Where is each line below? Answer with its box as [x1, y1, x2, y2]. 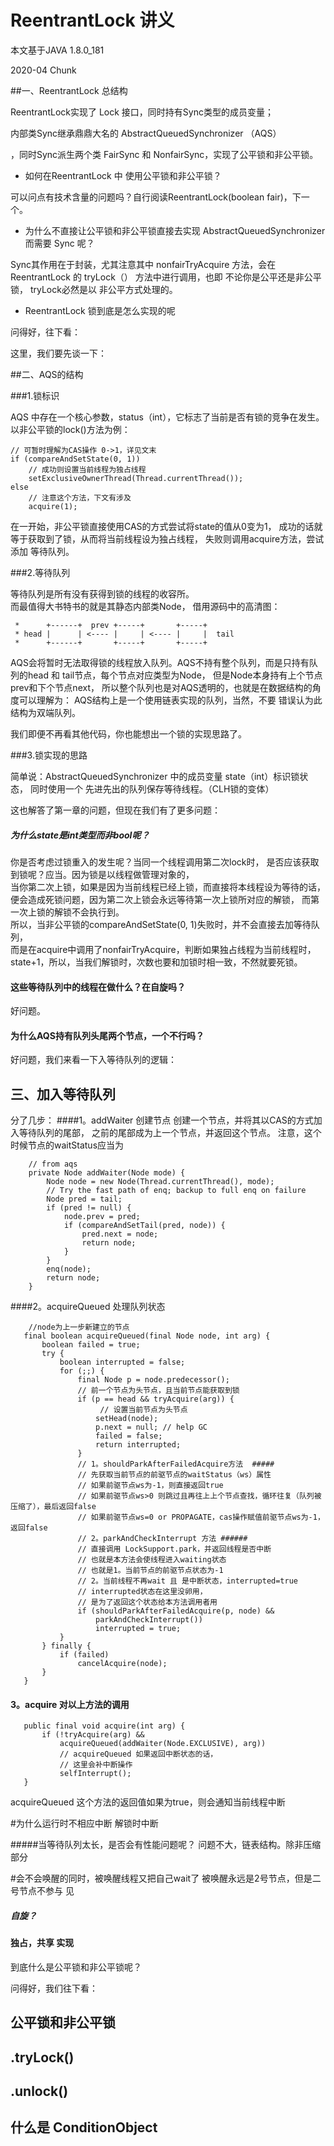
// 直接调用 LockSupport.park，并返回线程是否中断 [77, 1544, 272, 1555]
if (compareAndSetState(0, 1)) [10, 454, 141, 464]
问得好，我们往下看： [10, 1982, 98, 1994]
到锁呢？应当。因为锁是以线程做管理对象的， [10, 868, 195, 880]
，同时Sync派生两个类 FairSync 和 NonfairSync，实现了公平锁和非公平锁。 [10, 148, 319, 160]
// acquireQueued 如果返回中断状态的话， [59, 1749, 218, 1760]
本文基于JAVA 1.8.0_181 [10, 44, 105, 56]
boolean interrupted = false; [59, 1357, 186, 1368]
